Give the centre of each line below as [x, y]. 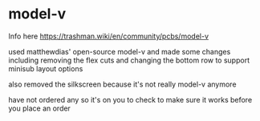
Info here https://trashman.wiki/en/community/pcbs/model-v [108, 36]
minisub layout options [46, 68]
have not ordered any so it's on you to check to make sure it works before [130, 99]
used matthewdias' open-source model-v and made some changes [120, 51]
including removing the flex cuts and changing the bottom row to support [129, 60]
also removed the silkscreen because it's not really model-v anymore [122, 84]
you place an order [39, 108]
